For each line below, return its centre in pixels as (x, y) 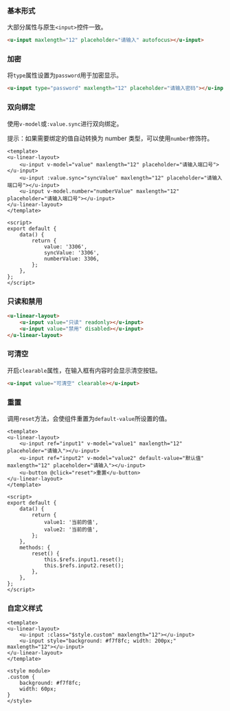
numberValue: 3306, (71, 259)
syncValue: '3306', (71, 252)
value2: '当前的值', (71, 529)
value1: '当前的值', (71, 522)
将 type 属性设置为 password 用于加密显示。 (65, 75)
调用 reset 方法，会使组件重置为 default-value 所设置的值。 (89, 418)
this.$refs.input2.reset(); (84, 565)
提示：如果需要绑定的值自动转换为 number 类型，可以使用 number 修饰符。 (110, 138)
